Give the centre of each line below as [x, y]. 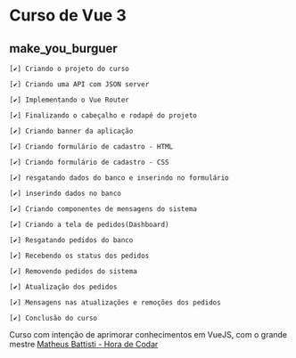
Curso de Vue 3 [68, 16]
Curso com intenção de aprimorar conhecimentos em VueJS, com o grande [148, 334]
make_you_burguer [63, 49]
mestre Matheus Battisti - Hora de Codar [84, 344]
